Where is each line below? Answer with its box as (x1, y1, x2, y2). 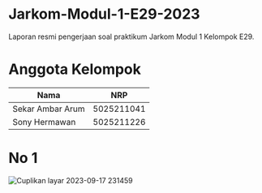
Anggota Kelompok (8, 60, 142, 79)
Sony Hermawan (12, 116, 76, 127)
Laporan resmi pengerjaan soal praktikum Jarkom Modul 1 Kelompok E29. (8, 32, 255, 41)
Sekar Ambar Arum (12, 103, 85, 114)
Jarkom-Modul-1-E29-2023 (8, 5, 200, 24)
